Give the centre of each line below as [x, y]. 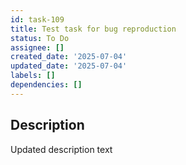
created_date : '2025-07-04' [69, 57]
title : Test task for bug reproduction [93, 29]
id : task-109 [37, 19]
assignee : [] [37, 47]
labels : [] [33, 76]
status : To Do [40, 38]
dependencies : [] [46, 85]
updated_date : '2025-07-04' [69, 66]
